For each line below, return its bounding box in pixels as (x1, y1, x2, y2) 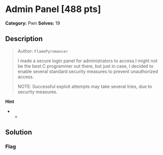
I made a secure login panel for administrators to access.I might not (17, 58, 157, 64)
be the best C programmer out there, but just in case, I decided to (17, 63, 154, 69)
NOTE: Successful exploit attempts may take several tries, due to (17, 83, 152, 89)
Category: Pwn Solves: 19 (5, 20, 60, 26)
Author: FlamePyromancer (17, 48, 68, 54)
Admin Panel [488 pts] (5, 4, 101, 15)
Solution (5, 128, 32, 136)
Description (5, 35, 43, 43)
